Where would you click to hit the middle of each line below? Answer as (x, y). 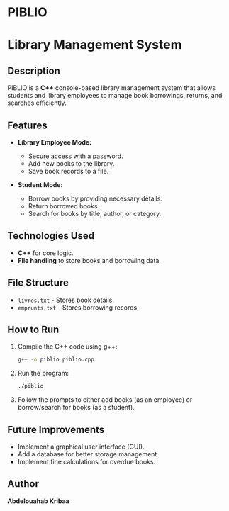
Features (27, 125)
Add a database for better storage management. (88, 454)
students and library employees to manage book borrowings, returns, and (115, 96)
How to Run (33, 330)
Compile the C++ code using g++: (67, 347)
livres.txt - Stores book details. (66, 300)
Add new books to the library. (71, 163)
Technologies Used (51, 236)
